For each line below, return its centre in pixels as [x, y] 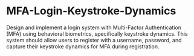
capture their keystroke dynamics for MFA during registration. [83, 46]
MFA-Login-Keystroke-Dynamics [91, 11]
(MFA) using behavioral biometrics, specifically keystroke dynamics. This [97, 33]
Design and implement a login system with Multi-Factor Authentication [94, 27]
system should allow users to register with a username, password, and [94, 40]
